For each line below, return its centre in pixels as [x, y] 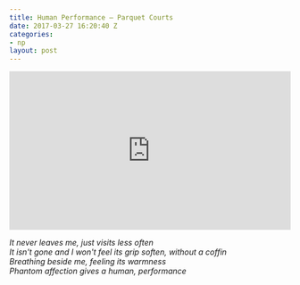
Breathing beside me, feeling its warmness [88, 261]
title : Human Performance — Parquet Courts [92, 17]
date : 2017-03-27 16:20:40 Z [63, 26]
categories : [31, 34]
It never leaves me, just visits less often [82, 242]
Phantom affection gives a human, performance [98, 271]
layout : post [33, 51]
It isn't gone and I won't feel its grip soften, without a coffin [118, 252]
